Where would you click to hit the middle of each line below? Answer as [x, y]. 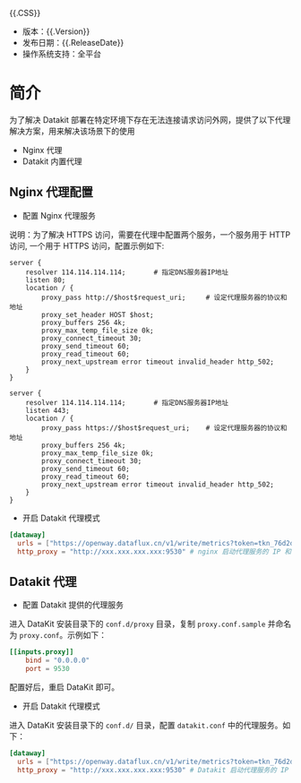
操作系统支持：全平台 [61, 54]
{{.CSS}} [25, 13]
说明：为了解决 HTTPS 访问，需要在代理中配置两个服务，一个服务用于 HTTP [150, 234]
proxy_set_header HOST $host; [98, 314]
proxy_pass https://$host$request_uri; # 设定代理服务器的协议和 [164, 428]
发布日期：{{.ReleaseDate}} [73, 43]
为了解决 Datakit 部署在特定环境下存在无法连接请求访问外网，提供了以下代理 [150, 119]
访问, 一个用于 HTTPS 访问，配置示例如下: [87, 245]
